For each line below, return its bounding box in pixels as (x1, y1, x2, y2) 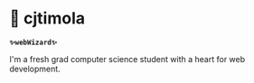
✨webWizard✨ (9, 38, 58, 47)
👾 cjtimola (9, 8, 86, 29)
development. (9, 63, 61, 74)
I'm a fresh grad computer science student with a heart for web (9, 53, 246, 64)
